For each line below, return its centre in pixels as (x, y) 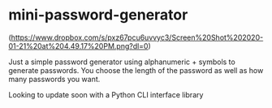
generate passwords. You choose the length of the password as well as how (136, 70)
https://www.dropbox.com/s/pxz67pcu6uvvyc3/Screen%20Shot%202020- (137, 37)
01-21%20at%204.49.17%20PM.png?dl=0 (78, 45)
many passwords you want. (54, 79)
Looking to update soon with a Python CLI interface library (106, 94)
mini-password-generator (98, 15)
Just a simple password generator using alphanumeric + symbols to (122, 62)
